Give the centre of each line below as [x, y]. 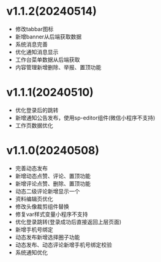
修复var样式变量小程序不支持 [51, 214]
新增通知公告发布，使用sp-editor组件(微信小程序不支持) [85, 118]
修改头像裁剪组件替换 [42, 206]
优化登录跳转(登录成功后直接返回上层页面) [68, 222]
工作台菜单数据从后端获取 [47, 59]
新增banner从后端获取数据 [48, 36]
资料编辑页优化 [34, 199]
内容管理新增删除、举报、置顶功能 [58, 67]
